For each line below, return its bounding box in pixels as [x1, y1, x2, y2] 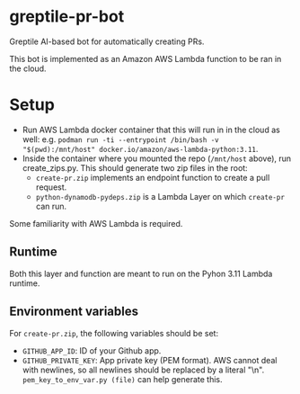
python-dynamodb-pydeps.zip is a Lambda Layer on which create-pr [35, 191, 286, 201]
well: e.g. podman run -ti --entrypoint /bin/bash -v [22, 133, 220, 145]
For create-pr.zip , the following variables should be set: [9, 327, 218, 338]
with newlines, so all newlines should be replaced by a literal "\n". [22, 364, 265, 375]
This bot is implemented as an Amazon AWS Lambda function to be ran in [9, 53, 282, 64]
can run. [35, 201, 67, 211]
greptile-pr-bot [9, 6, 125, 27]
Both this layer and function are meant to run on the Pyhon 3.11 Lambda [9, 268, 273, 279]
